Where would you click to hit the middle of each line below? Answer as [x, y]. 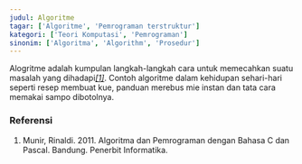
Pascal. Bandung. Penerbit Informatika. [95, 150]
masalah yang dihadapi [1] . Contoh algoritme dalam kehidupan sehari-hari [146, 78]
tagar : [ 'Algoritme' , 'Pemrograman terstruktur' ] [105, 26]
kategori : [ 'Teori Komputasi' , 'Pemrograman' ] [99, 34]
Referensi [31, 121]
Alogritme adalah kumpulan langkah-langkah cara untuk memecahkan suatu [151, 68]
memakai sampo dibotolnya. [62, 97]
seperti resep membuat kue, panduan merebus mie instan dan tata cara [142, 87]
